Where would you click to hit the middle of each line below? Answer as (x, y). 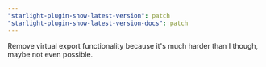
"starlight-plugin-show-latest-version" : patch (89, 16)
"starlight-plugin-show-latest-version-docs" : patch (98, 23)
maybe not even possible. (50, 54)
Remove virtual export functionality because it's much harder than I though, (133, 45)
